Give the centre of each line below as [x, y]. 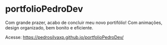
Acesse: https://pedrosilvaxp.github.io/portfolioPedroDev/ [64, 37]
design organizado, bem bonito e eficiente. [49, 27]
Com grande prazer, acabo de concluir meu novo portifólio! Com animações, [84, 22]
